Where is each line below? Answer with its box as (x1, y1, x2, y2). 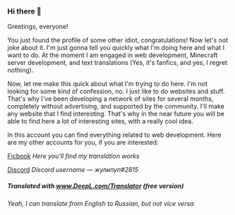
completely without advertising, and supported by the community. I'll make (7, 102, 224, 111)
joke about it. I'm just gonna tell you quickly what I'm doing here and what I (7, 44, 225, 52)
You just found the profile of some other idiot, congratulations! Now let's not (7, 36, 228, 44)
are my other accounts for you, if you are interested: (7, 138, 159, 147)
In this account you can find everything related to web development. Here (7, 130, 222, 140)
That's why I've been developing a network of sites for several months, (7, 94, 214, 103)
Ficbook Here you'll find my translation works (7, 152, 140, 161)
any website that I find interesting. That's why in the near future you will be (7, 109, 224, 118)
